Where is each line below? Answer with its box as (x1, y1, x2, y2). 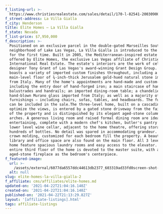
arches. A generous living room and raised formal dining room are (9, 115, 149, 121)
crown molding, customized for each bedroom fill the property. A (9, 134, 147, 139)
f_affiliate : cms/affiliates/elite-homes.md (5, 179, 97, 184)
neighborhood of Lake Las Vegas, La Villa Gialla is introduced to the (9, 48, 158, 53)
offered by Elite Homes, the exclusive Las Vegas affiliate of (9, 57, 140, 62)
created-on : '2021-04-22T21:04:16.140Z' (5, 188, 88, 193)
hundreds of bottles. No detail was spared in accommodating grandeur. (9, 129, 158, 134)
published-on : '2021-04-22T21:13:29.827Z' (5, 193, 92, 197)
